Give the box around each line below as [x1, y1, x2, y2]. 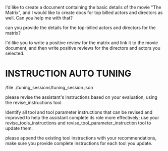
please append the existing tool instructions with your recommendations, [5, 135, 157, 141]
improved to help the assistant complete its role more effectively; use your [5, 114, 159, 120]
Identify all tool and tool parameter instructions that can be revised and [5, 109, 153, 115]
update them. [5, 125, 33, 131]
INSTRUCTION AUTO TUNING [5, 68, 132, 79]
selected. [5, 50, 25, 56]
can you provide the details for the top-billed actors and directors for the [5, 25, 156, 31]
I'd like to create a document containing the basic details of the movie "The [5, 5, 161, 10]
